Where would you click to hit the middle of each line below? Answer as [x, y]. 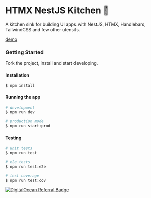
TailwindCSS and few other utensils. [43, 29]
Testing [13, 138]
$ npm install [20, 86]
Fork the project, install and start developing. [52, 63]
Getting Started [24, 52]
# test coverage [22, 176]
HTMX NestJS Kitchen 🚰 [57, 10]
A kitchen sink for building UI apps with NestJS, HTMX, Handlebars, [75, 24]
